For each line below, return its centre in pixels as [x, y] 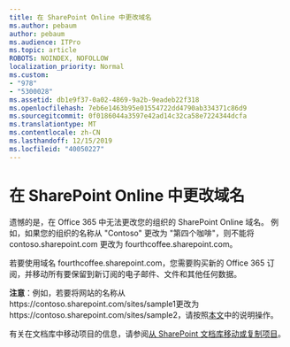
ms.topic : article [43, 50]
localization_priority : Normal [67, 67]
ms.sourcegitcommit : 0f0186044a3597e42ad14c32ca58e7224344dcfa [128, 116]
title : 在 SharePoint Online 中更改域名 [80, 17]
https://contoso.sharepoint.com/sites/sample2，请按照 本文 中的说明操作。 [144, 314]
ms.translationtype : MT [53, 125]
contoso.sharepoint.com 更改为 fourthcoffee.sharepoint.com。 [123, 243]
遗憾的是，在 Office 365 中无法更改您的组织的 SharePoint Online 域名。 [139, 221]
